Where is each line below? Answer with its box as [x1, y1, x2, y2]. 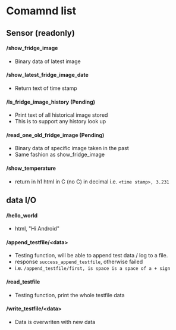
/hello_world [6, 211, 38, 219]
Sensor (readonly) [6, 28, 76, 38]
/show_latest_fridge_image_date [6, 71, 89, 79]
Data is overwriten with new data [14, 318, 96, 325]
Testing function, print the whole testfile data [14, 291, 125, 298]
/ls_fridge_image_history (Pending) [6, 98, 96, 105]
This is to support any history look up [14, 118, 106, 125]
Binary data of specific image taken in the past [14, 145, 129, 152]
